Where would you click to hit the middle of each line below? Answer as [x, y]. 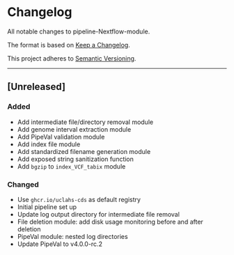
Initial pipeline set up [47, 207]
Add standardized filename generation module [84, 151]
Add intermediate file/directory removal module [85, 122]
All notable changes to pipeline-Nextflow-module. [79, 31]
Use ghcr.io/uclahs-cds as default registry [79, 199]
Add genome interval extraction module [74, 129]
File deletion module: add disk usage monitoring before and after [110, 222]
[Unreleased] [37, 87]
